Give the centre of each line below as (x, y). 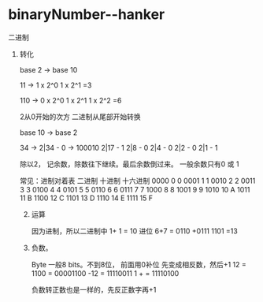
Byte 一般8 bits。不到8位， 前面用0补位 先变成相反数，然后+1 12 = (139, 264)
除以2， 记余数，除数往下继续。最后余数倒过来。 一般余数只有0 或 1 (129, 164)
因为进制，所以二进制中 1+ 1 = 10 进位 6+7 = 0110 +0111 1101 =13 (134, 231)
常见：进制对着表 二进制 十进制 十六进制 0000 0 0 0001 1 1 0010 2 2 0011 (137, 181)
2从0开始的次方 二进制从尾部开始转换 (80, 117)
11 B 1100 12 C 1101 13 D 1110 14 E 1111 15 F (86, 198)
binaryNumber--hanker (87, 15)
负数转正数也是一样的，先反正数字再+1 (94, 289)
